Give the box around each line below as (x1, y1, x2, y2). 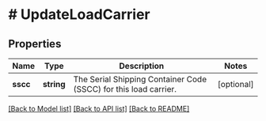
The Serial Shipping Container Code (73, 74, 207, 85)
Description (119, 61, 165, 71)
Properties (8, 37, 62, 51)
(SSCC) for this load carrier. (73, 84, 177, 94)
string (42, 79, 66, 89)
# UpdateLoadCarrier (8, 6, 150, 24)
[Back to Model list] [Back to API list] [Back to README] (8, 104, 190, 113)
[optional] (217, 79, 254, 89)
